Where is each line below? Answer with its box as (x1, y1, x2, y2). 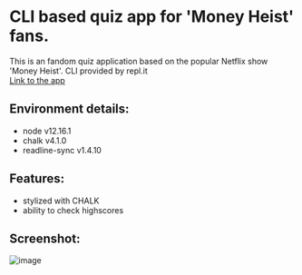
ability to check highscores (22, 204, 124, 215)
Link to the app (9, 74, 65, 85)
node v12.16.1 (22, 125, 72, 136)
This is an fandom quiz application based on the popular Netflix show (9, 55, 268, 66)
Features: (9, 171, 65, 187)
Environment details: (9, 102, 130, 117)
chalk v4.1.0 (22, 134, 67, 146)
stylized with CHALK (22, 195, 100, 206)
